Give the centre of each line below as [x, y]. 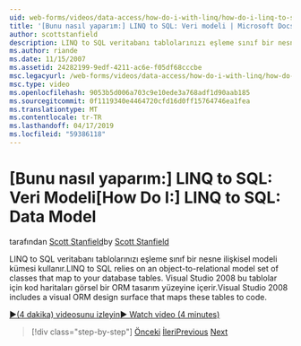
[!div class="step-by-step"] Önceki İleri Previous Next [129, 332]
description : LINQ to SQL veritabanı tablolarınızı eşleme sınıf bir [142, 43]
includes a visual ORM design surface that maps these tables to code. [138, 297]
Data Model [53, 217]
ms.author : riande [43, 51]
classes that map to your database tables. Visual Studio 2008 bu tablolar [143, 278]
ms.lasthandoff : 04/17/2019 [62, 126]
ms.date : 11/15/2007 [48, 59]
